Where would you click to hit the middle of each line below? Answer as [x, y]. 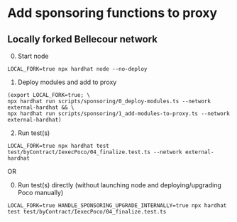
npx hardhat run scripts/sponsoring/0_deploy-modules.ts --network [109, 101]
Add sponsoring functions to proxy [112, 13]
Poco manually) [40, 193]
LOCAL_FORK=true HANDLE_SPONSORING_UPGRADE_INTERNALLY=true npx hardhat [117, 206]
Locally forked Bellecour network [83, 39]
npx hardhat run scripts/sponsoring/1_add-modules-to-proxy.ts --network [119, 114]
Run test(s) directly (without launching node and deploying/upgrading [120, 185]
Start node [33, 56]
